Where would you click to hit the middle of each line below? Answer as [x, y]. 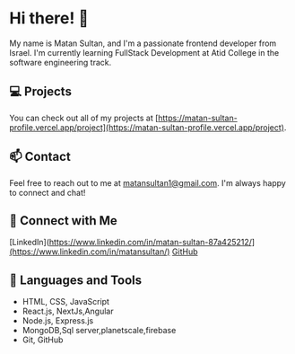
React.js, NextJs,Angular [68, 311]
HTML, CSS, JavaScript [66, 302]
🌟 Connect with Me [64, 221]
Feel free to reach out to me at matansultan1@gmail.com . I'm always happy [148, 182]
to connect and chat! [48, 192]
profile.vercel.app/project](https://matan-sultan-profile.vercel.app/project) [147, 127]
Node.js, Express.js [58, 321]
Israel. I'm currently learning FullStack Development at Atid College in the [144, 52]
